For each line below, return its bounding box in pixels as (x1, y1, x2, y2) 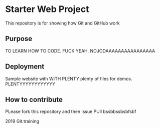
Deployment (5, 62, 45, 71)
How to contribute (5, 95, 63, 103)
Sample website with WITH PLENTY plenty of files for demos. (5, 75, 132, 81)
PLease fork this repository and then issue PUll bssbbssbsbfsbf (5, 108, 136, 114)
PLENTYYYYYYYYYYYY (5, 81, 56, 87)
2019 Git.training (5, 118, 39, 124)
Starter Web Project (5, 3, 89, 15)
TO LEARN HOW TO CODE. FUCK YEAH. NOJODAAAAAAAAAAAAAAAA (5, 47, 155, 53)
